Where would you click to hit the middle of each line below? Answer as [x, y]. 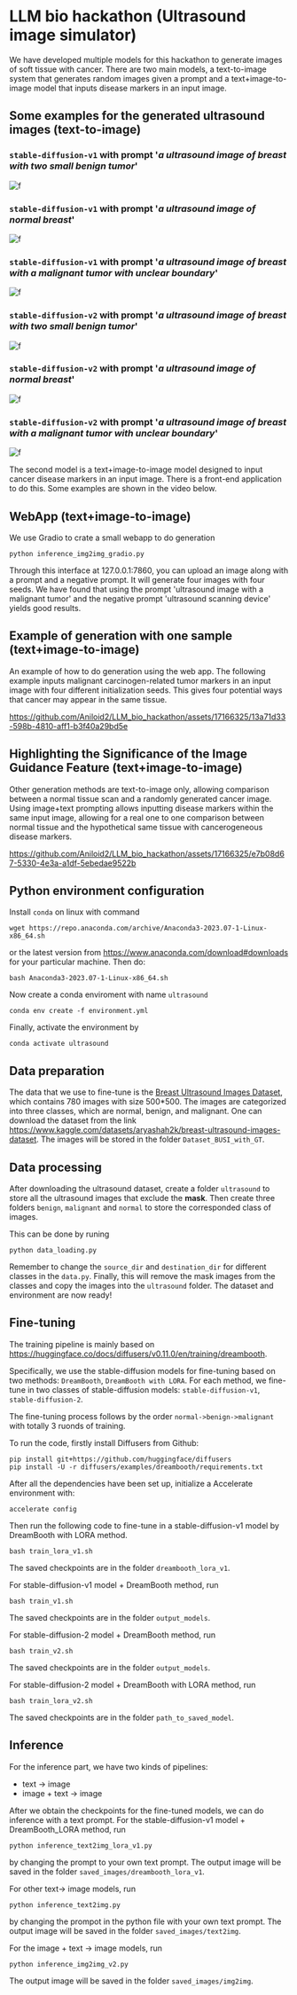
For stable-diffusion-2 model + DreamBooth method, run [112, 1635]
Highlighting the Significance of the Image [129, 754]
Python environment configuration [107, 890]
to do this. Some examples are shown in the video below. [113, 489]
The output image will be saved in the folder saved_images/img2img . [132, 1981]
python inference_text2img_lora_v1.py [81, 1846]
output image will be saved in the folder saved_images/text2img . [125, 1930]
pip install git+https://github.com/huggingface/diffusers [121, 1459]
